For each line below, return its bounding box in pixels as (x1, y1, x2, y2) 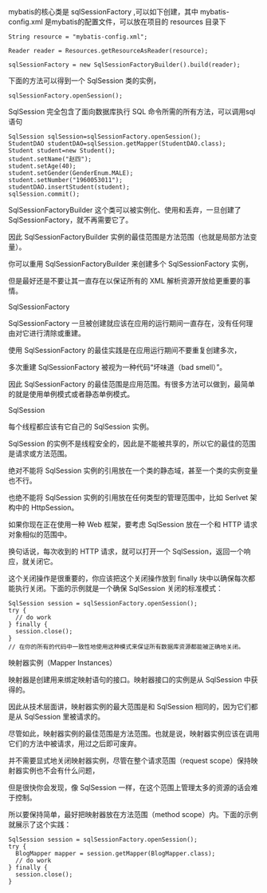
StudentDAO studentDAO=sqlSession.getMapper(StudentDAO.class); (8, 140, 226, 148)
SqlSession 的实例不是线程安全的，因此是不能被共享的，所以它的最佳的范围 (8, 439, 257, 448)
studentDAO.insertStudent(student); (8, 183, 130, 191)
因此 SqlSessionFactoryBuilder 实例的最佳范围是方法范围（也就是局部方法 (8, 232, 251, 241)
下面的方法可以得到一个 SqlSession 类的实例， (8, 76, 161, 85)
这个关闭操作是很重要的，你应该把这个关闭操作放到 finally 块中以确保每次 (8, 574, 249, 583)
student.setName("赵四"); (8, 155, 92, 163)
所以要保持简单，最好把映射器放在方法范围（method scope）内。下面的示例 (8, 810, 258, 819)
